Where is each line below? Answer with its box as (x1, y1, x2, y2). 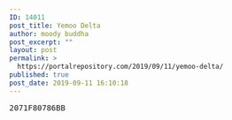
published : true (9, 71, 69, 79)
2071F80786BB (9, 102, 66, 113)
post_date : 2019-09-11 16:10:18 (9, 79, 128, 87)
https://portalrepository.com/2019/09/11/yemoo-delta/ (17, 63, 224, 71)
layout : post (9, 46, 58, 55)
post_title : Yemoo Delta (9, 21, 101, 30)
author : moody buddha (9, 29, 89, 38)
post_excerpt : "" (9, 37, 73, 47)
